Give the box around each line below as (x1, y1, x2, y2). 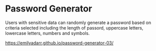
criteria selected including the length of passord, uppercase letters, (5, 24, 144, 30)
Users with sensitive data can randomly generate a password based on (5, 19, 151, 25)
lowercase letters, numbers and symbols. (5, 30, 90, 36)
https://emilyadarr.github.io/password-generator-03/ (5, 39, 114, 45)
